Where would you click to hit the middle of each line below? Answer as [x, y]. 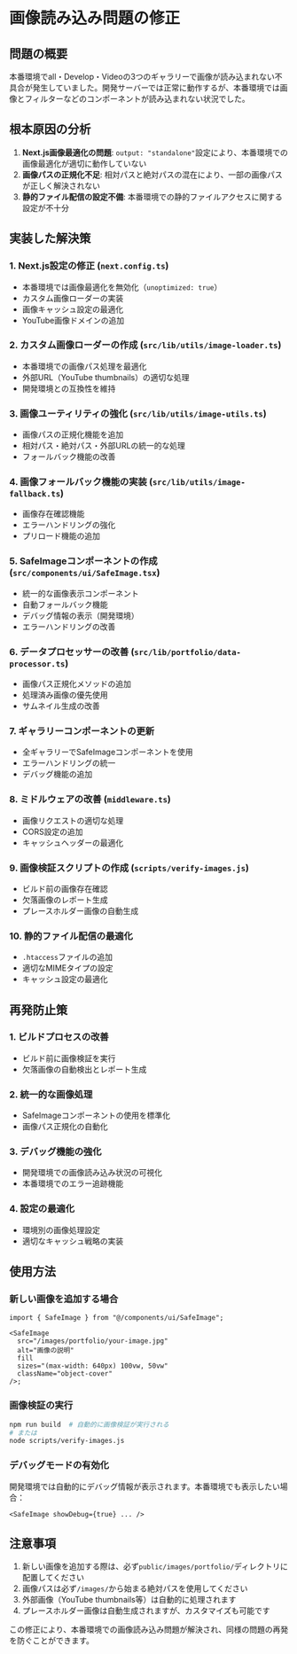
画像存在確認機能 [53, 514]
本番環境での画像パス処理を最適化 [84, 366]
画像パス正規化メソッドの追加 [76, 683]
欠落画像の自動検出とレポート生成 [84, 1069]
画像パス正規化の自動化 [65, 1127]
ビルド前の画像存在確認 [65, 888]
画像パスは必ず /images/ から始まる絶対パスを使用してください [135, 1588]
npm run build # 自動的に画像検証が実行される [90, 1424]
